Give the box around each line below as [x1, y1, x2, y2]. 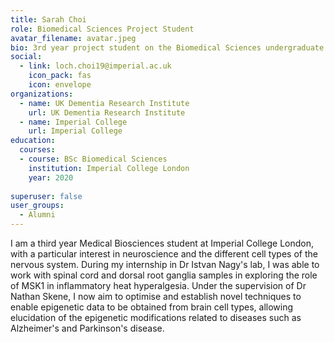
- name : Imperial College [19, 117, 128, 127]
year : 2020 [28, 172, 74, 183]
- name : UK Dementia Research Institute [19, 98, 190, 108]
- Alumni [19, 210, 56, 220]
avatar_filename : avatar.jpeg [10, 33, 137, 43]
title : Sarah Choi [10, 14, 87, 25]
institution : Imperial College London [28, 163, 190, 173]
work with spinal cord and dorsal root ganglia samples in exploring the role [10, 269, 318, 281]
